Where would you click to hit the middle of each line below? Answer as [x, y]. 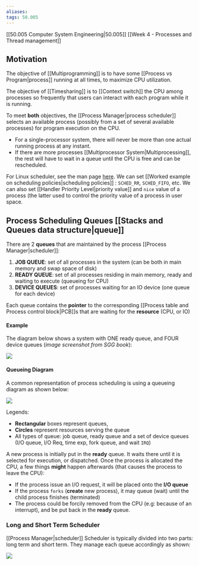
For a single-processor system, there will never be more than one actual [103, 140]
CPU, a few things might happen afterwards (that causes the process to [94, 466]
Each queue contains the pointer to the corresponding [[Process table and [97, 305]
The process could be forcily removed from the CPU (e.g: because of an [103, 503]
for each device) [35, 294]
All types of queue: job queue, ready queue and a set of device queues [102, 436]
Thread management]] [34, 40]
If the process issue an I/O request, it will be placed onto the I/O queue [102, 484]
